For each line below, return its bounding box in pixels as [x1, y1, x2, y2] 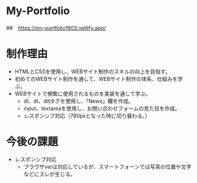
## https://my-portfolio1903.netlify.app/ [6, 24, 106, 31]
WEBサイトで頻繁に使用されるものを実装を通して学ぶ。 [14, 90, 151, 97]
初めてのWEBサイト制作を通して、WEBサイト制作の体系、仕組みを [14, 75, 178, 82]
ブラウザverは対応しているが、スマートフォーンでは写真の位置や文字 [23, 163, 192, 170]
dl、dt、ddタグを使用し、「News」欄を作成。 [23, 97, 134, 104]
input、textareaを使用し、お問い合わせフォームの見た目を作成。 [23, 104, 180, 112]
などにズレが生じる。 [23, 170, 76, 178]
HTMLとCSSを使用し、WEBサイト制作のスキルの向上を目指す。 [14, 68, 170, 75]
